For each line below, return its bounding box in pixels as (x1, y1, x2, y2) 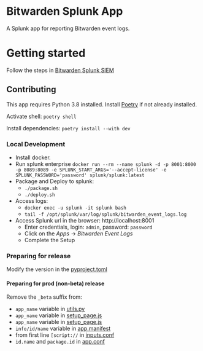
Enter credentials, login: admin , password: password (24, 223, 153, 231)
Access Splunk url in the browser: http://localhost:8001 (15, 216, 155, 224)
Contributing (6, 84, 56, 95)
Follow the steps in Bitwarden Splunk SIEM (6, 66, 115, 74)
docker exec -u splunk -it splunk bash (24, 205, 127, 211)
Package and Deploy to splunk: (15, 177, 94, 185)
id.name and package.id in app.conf (15, 338, 105, 345)
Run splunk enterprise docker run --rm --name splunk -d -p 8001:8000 (15, 160, 196, 167)
